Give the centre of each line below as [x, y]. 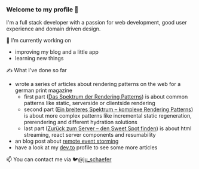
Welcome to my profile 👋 [42, 10]
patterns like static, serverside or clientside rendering [89, 103]
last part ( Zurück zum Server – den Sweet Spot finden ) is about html [108, 128]
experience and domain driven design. [53, 29]
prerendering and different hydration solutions [80, 122]
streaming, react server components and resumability [90, 135]
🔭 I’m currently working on [39, 41]
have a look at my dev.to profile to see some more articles [86, 148]
